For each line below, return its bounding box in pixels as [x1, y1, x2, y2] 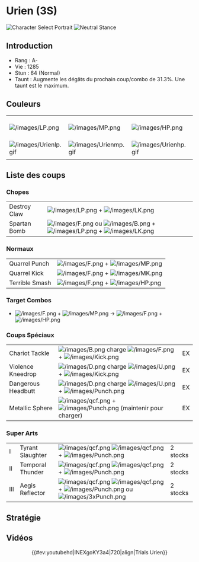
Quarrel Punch [9, 259, 49, 267]
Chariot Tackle [9, 349, 50, 357]
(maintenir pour [120, 404, 164, 413]
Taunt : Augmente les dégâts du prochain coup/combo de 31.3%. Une [14, 75, 185, 82]
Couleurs [6, 99, 41, 109]
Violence [9, 363, 34, 371]
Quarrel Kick [9, 269, 44, 277]
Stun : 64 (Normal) [14, 69, 60, 76]
